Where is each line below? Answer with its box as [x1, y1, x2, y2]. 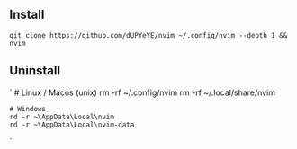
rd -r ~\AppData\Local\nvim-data [9, 120, 135, 129]
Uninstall [9, 63, 61, 79]
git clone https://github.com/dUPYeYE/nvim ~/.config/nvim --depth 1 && [9, 31, 288, 39]
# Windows [9, 104, 47, 113]
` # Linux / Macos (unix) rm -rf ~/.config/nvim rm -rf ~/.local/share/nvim [9, 87, 276, 98]
